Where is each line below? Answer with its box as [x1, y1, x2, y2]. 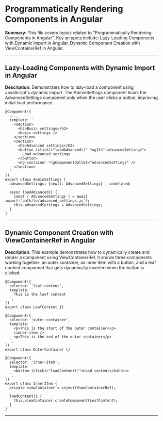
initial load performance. [5, 99, 54, 105]
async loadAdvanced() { [9, 190, 57, 194]
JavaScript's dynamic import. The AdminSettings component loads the [5, 89, 147, 95]
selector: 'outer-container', [9, 317, 70, 322]
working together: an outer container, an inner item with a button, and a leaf [5, 259, 156, 265]
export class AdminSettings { [5, 177, 66, 182]
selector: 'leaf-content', [9, 283, 64, 288]
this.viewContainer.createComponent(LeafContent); [14, 398, 118, 403]
